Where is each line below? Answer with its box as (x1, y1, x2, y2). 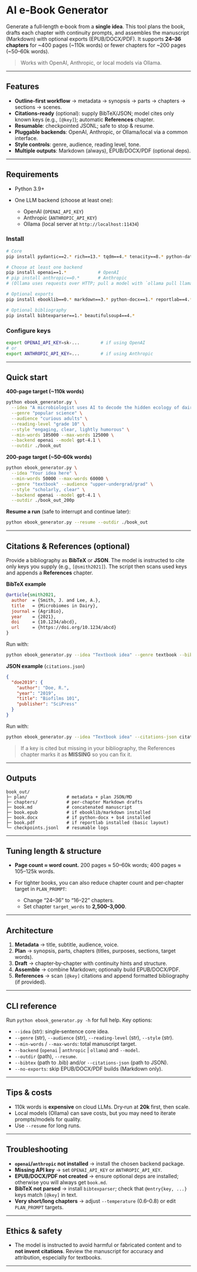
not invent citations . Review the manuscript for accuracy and (14, 1248, 164, 1255)
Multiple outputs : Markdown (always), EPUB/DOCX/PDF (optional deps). (14, 147, 191, 154)
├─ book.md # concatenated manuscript (6, 804, 133, 810)
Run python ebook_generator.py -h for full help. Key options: (6, 1016, 152, 1023)
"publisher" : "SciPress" (16, 701, 77, 707)
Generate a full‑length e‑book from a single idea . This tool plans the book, (6, 23, 185, 30)
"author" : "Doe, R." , (16, 685, 69, 691)
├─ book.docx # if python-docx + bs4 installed (6, 814, 151, 821)
